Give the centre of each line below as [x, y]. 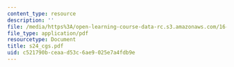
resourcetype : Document [42, 40]
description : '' [31, 20]
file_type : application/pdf [48, 33]
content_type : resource [42, 14]
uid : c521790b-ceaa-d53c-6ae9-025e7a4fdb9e [71, 53]
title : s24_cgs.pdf [36, 46]
